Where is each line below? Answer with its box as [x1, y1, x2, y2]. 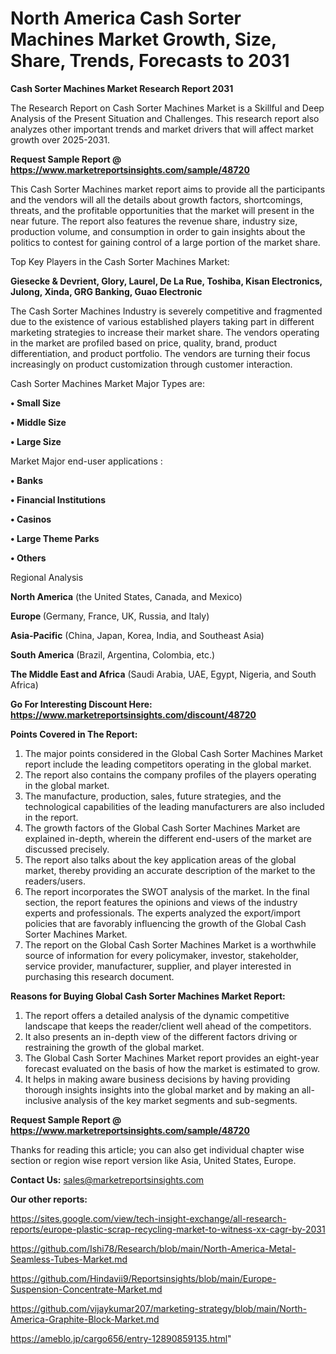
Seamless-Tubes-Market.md [10, 1253, 128, 1265]
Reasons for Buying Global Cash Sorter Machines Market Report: [10, 990, 286, 1002]
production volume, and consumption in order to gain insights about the [10, 225, 306, 237]
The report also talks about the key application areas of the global [24, 853, 297, 866]
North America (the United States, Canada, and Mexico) [10, 590, 243, 602]
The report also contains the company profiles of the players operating [24, 768, 317, 781]
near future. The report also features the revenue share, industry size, [10, 215, 298, 227]
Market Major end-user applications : [10, 455, 163, 467]
